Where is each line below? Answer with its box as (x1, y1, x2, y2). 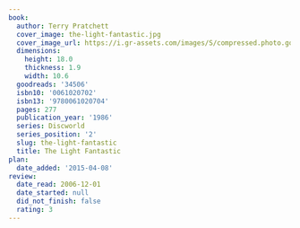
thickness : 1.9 (24, 64, 81, 73)
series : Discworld (16, 122, 86, 131)
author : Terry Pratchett (16, 22, 109, 31)
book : (8, 13, 29, 22)
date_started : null (16, 189, 90, 197)
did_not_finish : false (16, 197, 101, 206)
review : (8, 171, 38, 180)
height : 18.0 (24, 55, 73, 64)
